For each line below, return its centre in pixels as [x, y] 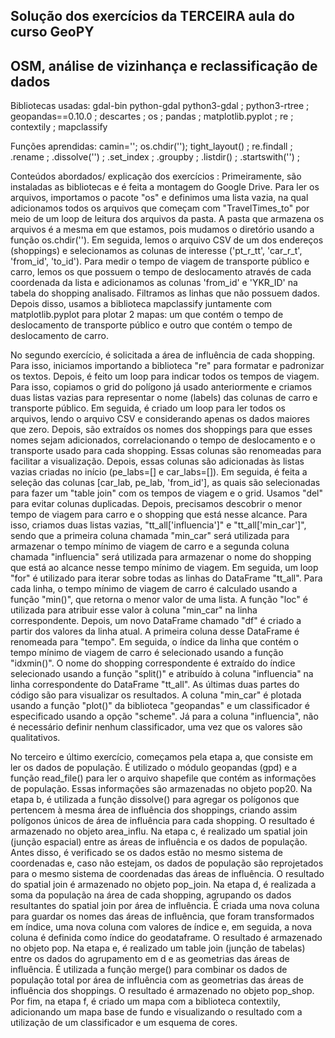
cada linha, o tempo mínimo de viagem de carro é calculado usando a [154, 589]
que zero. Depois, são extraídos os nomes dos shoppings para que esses [161, 430]
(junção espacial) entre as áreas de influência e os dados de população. [159, 842]
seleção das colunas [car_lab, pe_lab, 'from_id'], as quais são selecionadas [165, 483]
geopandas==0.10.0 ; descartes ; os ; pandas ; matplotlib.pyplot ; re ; [152, 116]
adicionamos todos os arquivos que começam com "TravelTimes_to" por [160, 208]
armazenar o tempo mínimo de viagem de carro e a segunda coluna [150, 546]
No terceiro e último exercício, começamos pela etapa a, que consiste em [161, 757]
